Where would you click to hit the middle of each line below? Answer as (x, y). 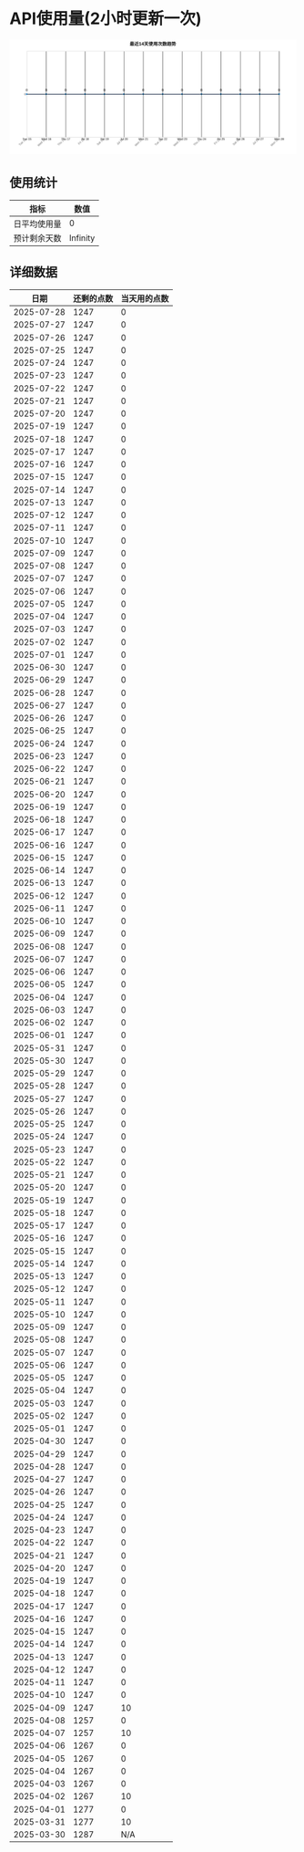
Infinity (82, 237)
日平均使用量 (37, 224)
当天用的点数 (145, 298)
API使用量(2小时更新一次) (106, 19)
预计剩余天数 (37, 238)
